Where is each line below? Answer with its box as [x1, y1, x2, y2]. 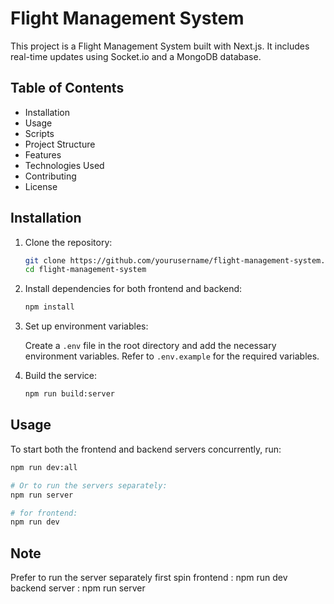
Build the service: [24, 370, 97, 382]
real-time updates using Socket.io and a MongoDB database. [10, 50, 262, 62]
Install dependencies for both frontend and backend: [24, 283, 243, 295]
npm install [24, 302, 75, 312]
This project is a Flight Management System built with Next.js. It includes [10, 40, 310, 52]
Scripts [24, 127, 55, 139]
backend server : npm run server [10, 582, 146, 594]
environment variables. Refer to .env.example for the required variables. [24, 350, 320, 362]
